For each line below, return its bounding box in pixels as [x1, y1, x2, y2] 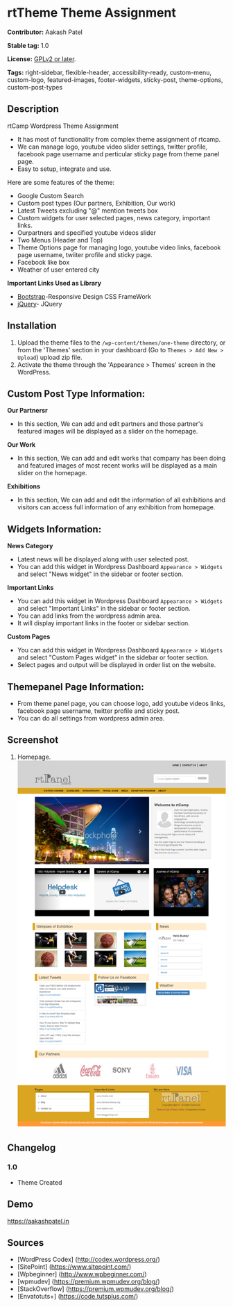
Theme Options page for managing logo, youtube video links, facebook [17, 243, 221, 252]
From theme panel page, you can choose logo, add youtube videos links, [17, 700, 225, 707]
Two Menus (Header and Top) [17, 236, 103, 244]
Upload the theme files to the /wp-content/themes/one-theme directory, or [17, 338, 226, 347]
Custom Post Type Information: [7, 388, 146, 400]
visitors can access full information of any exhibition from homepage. [17, 503, 216, 511]
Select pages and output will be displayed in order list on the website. [17, 661, 216, 669]
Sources [7, 1237, 44, 1249]
